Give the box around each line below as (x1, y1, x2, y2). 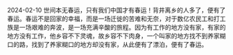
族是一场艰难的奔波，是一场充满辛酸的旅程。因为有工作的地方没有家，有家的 (7, 23, 226, 31)
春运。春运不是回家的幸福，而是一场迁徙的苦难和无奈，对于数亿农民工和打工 (7, 14, 226, 23)
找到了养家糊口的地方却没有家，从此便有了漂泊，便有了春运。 (31, 41, 208, 48)
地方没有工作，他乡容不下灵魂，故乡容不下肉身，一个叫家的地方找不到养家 (7, 32, 220, 40)
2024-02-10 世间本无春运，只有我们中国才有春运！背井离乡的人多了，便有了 (7, 6, 226, 14)
